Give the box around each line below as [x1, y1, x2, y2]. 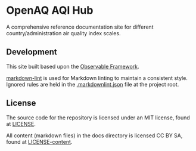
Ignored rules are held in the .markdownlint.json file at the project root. [6, 81, 179, 88]
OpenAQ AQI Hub [6, 4, 94, 17]
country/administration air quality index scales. [6, 29, 121, 36]
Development [6, 47, 58, 57]
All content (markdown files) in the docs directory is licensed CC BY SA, [6, 132, 183, 139]
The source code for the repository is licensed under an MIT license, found [6, 114, 191, 121]
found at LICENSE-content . [6, 138, 73, 145]
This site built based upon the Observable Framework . [6, 63, 139, 70]
